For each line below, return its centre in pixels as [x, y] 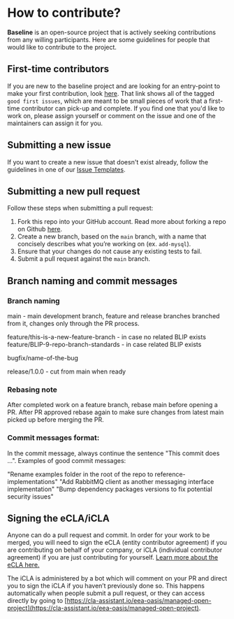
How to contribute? [64, 13]
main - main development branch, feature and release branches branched [114, 316]
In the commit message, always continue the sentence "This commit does [114, 453]
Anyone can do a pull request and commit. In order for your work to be [109, 535]
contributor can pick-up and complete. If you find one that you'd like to [123, 108]
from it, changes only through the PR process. [73, 324]
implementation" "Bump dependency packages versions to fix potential [110, 489]
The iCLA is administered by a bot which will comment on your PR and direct [117, 578]
